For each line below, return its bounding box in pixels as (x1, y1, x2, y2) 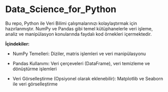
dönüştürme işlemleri (12, 66, 57, 72)
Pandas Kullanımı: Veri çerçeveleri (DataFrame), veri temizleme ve (12, 60, 150, 66)
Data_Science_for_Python (5, 4, 116, 15)
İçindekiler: (5, 40, 30, 47)
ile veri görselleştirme (12, 81, 58, 87)
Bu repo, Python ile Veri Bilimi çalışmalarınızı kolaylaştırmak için (5, 20, 138, 26)
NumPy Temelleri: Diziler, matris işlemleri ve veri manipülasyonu (12, 51, 146, 57)
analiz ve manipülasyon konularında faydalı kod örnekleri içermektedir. (5, 31, 152, 37)
